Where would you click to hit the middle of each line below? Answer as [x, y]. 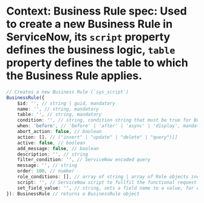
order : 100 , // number [46, 171]
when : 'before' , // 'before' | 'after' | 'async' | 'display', [99, 126]
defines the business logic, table [91, 50]
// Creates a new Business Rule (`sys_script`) [68, 92]
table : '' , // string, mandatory [59, 115]
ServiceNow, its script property [88, 37]
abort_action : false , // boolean [59, 132]
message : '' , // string [47, 165]
